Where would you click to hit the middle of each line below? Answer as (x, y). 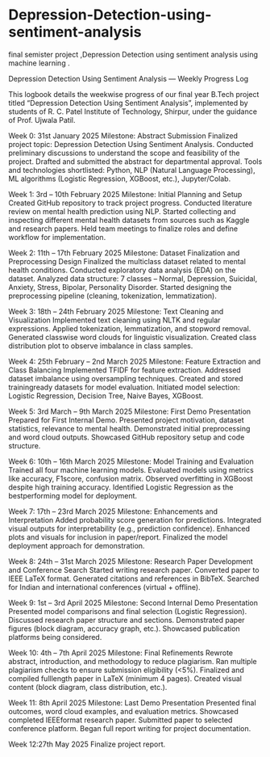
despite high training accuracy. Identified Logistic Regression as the (121, 487)
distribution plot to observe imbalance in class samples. (101, 346)
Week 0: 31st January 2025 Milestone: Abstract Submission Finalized (123, 136)
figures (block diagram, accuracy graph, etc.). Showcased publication (124, 629)
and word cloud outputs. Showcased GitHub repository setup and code (127, 437)
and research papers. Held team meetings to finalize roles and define (123, 229)
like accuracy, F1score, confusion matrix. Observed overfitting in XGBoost (131, 478)
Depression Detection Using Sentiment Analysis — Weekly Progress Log (129, 78)
